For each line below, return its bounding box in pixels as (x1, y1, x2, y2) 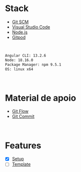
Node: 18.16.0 (5, 58, 34, 63)
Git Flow (12, 109, 29, 114)
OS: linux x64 (5, 66, 34, 72)
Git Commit (12, 113, 35, 119)
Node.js (12, 29, 28, 35)
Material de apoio (5, 93, 76, 103)
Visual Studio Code (12, 24, 51, 30)
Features (5, 140, 41, 151)
